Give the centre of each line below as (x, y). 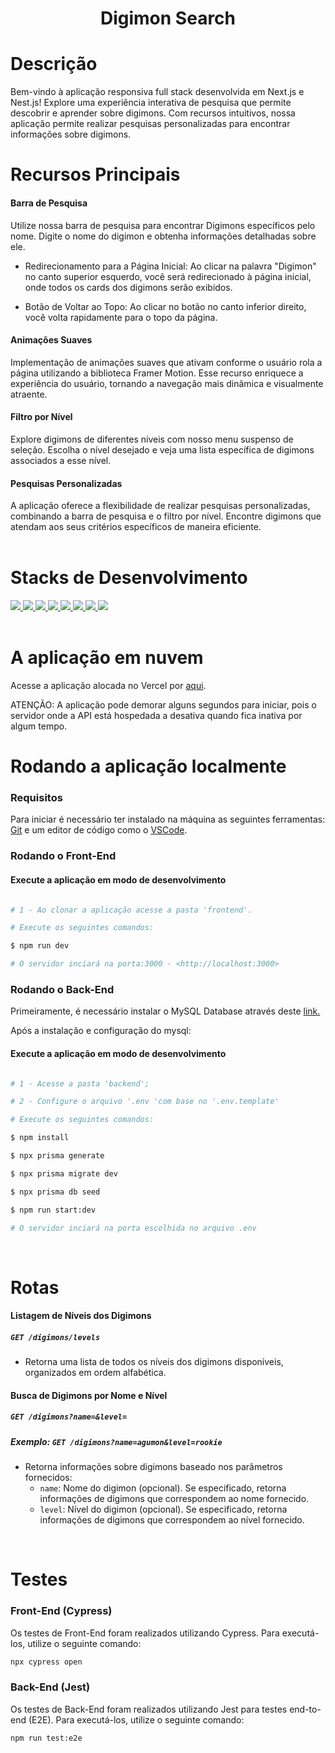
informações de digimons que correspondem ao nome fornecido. (174, 1499)
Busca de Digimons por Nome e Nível (89, 1395)
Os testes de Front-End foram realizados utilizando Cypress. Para (145, 1633)
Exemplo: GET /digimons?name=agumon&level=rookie (116, 1441)
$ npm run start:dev (53, 1210)
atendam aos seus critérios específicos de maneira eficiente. (136, 527)
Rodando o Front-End (63, 856)
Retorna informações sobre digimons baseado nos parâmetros (153, 1467)
